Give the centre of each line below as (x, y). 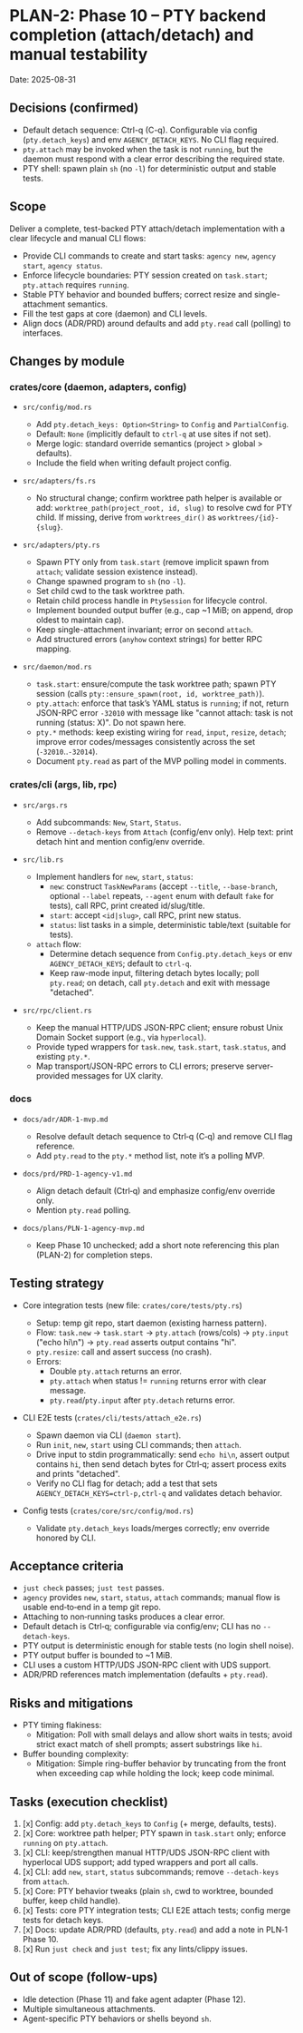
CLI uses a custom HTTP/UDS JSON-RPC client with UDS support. (147, 1665)
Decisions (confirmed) (74, 108)
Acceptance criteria (66, 1566)
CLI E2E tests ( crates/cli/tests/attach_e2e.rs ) (112, 1417)
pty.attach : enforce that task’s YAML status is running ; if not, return (162, 703)
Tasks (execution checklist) (89, 1802)
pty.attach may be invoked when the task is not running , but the (143, 149)
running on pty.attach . (65, 1843)
